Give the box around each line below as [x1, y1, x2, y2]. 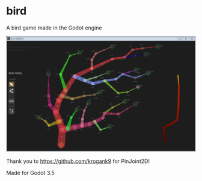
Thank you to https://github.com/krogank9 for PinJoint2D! [6, 158, 150, 165]
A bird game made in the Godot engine [6, 24, 102, 31]
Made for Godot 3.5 [6, 170, 55, 177]
